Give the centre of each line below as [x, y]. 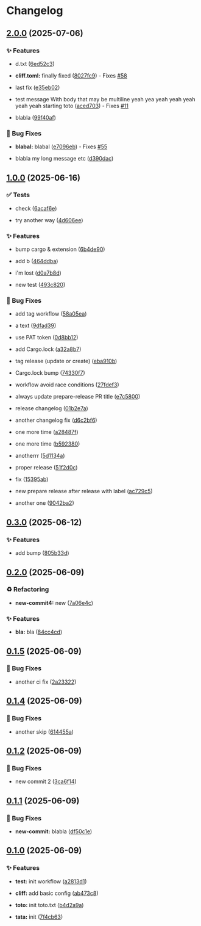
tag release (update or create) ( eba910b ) [66, 361]
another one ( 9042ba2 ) [44, 503]
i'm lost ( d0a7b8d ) [38, 273]
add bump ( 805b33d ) [42, 553]
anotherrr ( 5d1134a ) [40, 456]
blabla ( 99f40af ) [36, 117]
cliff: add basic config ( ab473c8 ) [57, 893]
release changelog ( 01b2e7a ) [51, 408]
